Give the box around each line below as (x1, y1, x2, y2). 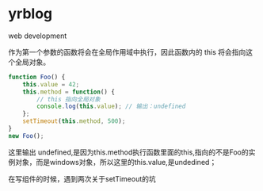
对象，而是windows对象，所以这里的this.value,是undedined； (14, 157, 217, 166)
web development (8, 31, 67, 40)
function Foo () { (8, 73, 66, 81)
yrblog (8, 5, 53, 23)
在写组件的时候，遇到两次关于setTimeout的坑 (8, 174, 156, 183)
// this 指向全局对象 (36, 95, 101, 103)
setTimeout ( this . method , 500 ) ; (22, 117, 126, 125)
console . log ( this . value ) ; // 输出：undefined (36, 102, 186, 111)
